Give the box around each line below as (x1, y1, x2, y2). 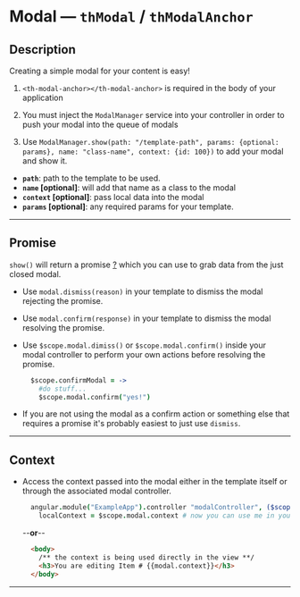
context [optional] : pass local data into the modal (21, 192, 204, 202)
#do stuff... (38, 384, 87, 393)
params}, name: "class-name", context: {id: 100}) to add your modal (21, 146, 284, 156)
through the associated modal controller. (21, 485, 171, 497)
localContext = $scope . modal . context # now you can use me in (38, 511, 275, 520)
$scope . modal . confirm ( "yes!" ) (38, 392, 151, 401)
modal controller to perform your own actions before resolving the (21, 349, 266, 359)
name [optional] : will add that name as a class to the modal (21, 182, 237, 193)
